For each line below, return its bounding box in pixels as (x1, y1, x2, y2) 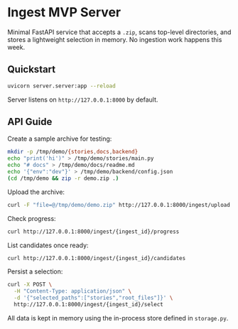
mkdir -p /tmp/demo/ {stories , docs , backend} (7, 149, 139, 156)
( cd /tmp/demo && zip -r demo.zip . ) (7, 175, 119, 182)
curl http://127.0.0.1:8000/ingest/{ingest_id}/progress (7, 228, 180, 235)
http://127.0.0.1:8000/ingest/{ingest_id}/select (13, 301, 163, 308)
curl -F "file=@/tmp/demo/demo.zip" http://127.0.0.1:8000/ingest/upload (7, 201, 231, 208)
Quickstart (7, 63, 56, 75)
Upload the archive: (7, 188, 65, 196)
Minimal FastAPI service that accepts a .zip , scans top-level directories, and (7, 28, 232, 36)
